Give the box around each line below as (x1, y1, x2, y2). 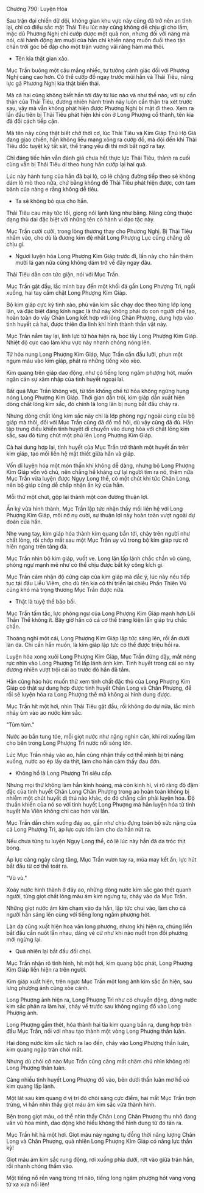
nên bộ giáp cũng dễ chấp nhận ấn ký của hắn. (6, 481, 124, 489)
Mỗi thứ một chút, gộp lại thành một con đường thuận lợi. (6, 493, 149, 500)
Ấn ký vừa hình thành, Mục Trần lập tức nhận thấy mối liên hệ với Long (6, 505, 183, 512)
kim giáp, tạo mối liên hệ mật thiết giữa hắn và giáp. (6, 450, 136, 457)
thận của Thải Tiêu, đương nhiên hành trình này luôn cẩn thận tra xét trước (6, 98, 193, 105)
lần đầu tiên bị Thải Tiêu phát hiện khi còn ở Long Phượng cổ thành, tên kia (6, 111, 194, 118)
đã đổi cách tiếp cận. (6, 117, 59, 125)
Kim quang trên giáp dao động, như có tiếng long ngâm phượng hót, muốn (6, 369, 193, 376)
